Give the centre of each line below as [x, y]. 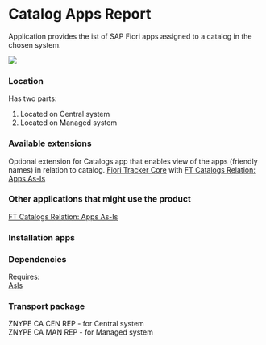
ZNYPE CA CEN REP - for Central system [77, 324]
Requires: [24, 277]
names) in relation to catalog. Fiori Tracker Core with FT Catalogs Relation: [132, 169]
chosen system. [35, 44]
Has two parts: [33, 98]
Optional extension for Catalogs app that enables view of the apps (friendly [133, 161]
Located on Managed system [69, 123]
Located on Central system [65, 114]
